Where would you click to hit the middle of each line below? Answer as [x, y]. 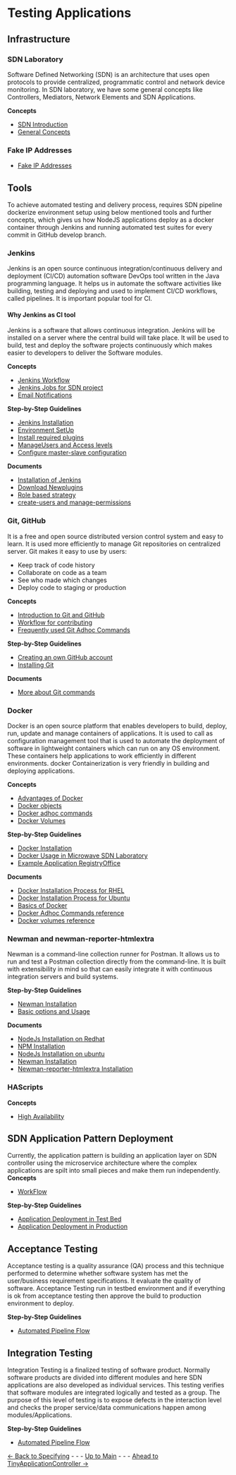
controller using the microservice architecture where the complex [102, 1163]
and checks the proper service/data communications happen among [107, 1408]
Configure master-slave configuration [72, 453]
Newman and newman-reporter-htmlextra [81, 939]
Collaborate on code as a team [62, 572]
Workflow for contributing [55, 622]
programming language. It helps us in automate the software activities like [114, 283]
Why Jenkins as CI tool [42, 314]
